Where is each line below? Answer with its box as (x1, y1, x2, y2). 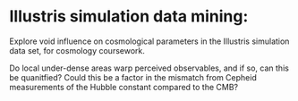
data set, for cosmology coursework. (9, 45, 146, 55)
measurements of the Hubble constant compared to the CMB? (9, 81, 239, 92)
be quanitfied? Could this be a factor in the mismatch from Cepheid (9, 72, 257, 82)
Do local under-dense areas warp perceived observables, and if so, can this (9, 63, 289, 73)
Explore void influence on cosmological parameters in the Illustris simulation (9, 36, 290, 46)
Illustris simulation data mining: (9, 6, 249, 27)
